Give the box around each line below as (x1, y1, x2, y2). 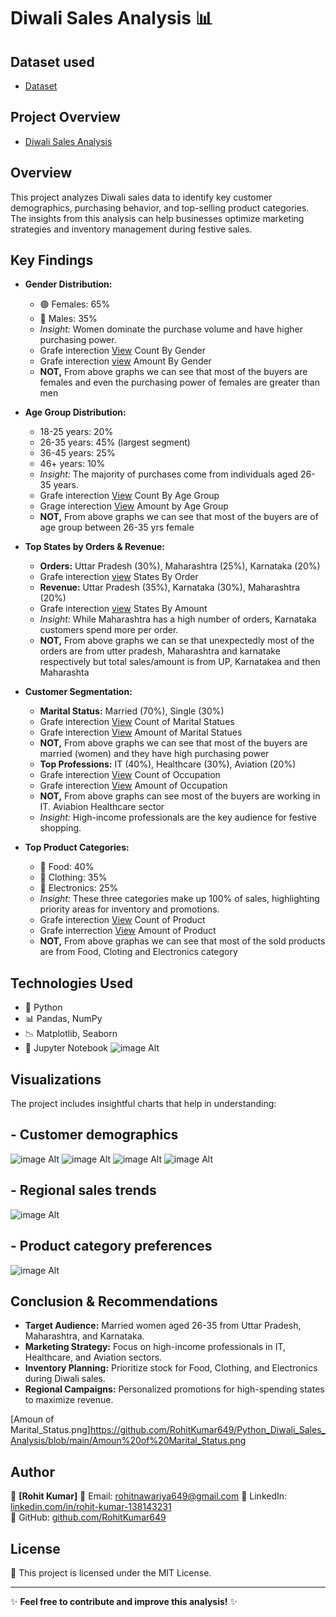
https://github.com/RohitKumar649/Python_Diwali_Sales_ (89, 1424, 326, 1436)
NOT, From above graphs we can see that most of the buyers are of (39, 511, 319, 523)
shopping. (39, 822, 82, 834)
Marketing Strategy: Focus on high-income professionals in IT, (24, 1341, 286, 1353)
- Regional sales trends (10, 1182, 157, 1199)
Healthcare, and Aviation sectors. (24, 1351, 163, 1364)
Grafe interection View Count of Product (39, 914, 206, 926)
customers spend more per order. (39, 624, 179, 636)
